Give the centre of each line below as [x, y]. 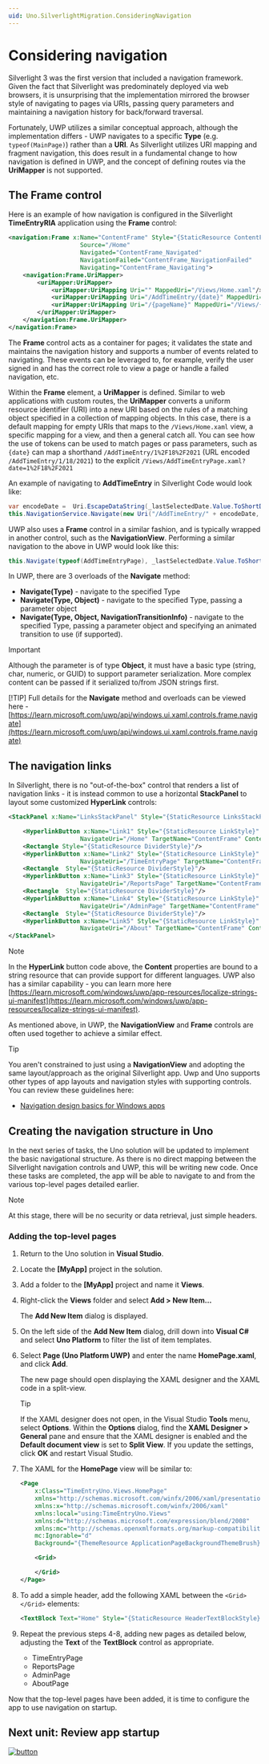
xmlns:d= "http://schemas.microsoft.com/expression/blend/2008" [142, 1521]
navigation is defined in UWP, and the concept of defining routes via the [127, 161]
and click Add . [44, 1364]
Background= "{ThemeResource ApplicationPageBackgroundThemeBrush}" [149, 1543]
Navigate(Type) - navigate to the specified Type [100, 591]
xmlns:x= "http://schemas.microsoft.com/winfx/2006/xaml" [132, 1506]
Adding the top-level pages [62, 1236]
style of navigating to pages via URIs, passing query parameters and [121, 103]
